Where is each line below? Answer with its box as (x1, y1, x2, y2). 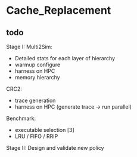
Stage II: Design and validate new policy (6, 144, 104, 151)
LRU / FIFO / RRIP (14, 133, 58, 140)
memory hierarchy (14, 74, 61, 81)
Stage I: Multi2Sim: (6, 43, 52, 50)
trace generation (14, 97, 56, 104)
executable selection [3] (14, 127, 74, 133)
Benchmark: (6, 115, 36, 122)
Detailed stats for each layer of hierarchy (14, 55, 115, 61)
